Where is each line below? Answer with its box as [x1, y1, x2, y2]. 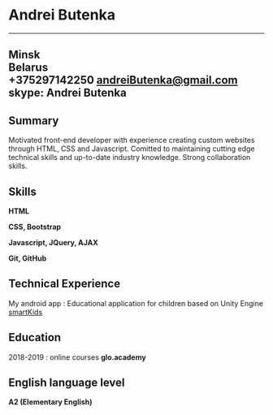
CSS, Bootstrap [8, 222, 62, 231]
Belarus [8, 61, 49, 75]
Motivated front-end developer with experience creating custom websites [8, 136, 255, 145]
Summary [8, 114, 59, 128]
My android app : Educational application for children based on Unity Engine [8, 298, 264, 308]
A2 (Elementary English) [8, 397, 93, 407]
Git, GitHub [8, 253, 47, 263]
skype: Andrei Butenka [8, 86, 128, 100]
